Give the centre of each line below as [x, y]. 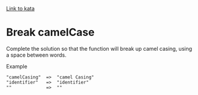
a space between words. [36, 55]
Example [17, 66]
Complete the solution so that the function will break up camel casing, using [99, 48]
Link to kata [21, 9]
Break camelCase [51, 32]
